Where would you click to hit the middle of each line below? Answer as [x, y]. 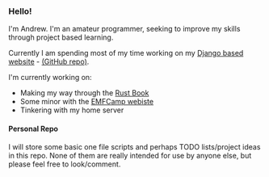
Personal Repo [34, 129]
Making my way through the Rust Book [84, 93]
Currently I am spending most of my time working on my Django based [126, 53]
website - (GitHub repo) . [49, 61]
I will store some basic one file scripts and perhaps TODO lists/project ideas [134, 146]
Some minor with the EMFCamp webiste [87, 102]
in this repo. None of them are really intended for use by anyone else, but [130, 155]
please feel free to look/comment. [65, 164]
